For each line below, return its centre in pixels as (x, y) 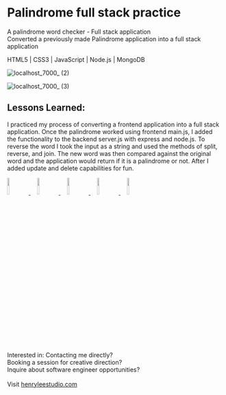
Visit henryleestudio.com (42, 384)
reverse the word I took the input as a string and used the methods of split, (112, 146)
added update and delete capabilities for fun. (71, 168)
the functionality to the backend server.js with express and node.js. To (106, 139)
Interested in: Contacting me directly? (60, 354)
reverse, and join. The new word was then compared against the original (109, 153)
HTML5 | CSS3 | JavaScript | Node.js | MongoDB (76, 59)
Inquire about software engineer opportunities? (74, 370)
